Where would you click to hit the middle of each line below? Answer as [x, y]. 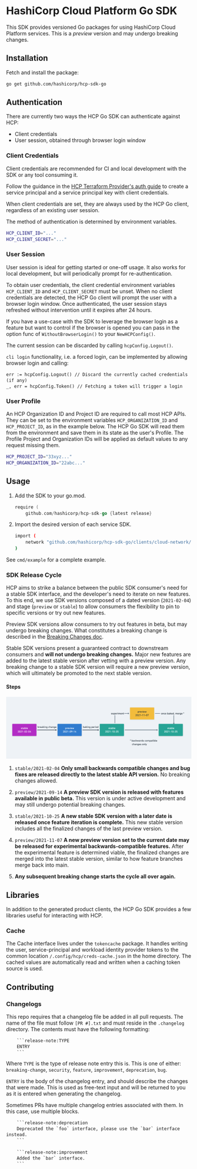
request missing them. [33, 445]
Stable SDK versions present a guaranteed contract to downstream [87, 648]
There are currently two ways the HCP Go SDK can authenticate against [93, 117]
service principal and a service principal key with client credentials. [88, 192]
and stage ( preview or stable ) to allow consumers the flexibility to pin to [93, 607]
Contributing [30, 987]
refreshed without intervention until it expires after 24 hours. [79, 310]
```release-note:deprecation [52, 1123]
